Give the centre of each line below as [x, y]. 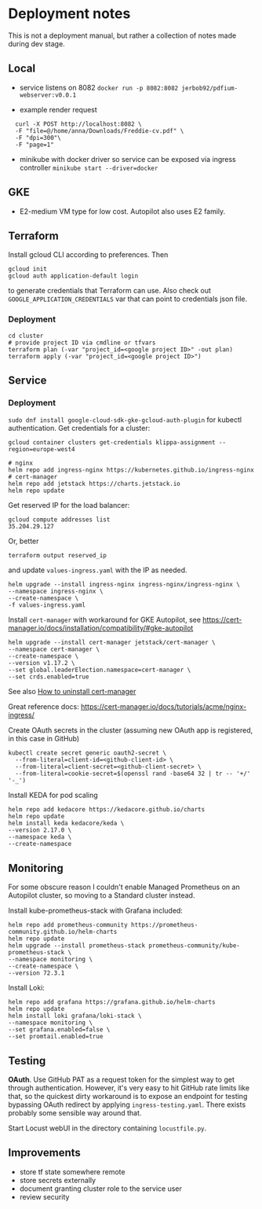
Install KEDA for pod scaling [53, 796]
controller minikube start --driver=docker [89, 167]
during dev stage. [36, 43]
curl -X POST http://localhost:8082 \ [79, 124]
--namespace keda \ [40, 837]
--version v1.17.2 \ [42, 663]
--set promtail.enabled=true [56, 1037]
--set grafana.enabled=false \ [59, 1030]
